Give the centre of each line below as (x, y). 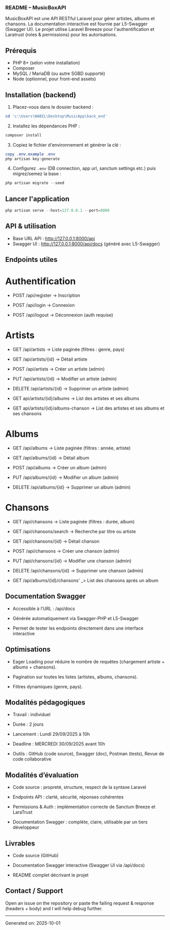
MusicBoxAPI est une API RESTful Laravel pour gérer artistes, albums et (80, 19)
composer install (24, 135)
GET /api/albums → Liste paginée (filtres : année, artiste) (72, 448)
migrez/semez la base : (37, 174)
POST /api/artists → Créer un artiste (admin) (59, 369)
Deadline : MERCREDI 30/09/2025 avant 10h (59, 744)
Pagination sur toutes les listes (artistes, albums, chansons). (75, 677)
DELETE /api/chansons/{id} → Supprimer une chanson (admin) (78, 570)
